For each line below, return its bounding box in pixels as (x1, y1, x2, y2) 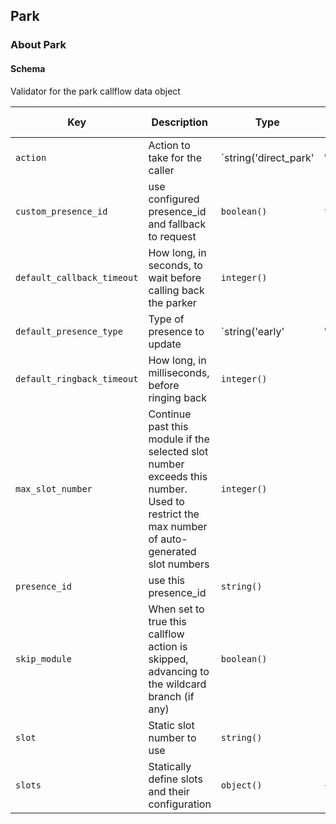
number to (148, 730, 197, 744)
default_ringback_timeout (15, 373, 139, 384)
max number (148, 519, 208, 533)
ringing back (148, 390, 208, 404)
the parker (148, 295, 197, 309)
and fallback (148, 217, 207, 231)
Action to (148, 138, 191, 152)
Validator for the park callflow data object (10, 85, 181, 97)
